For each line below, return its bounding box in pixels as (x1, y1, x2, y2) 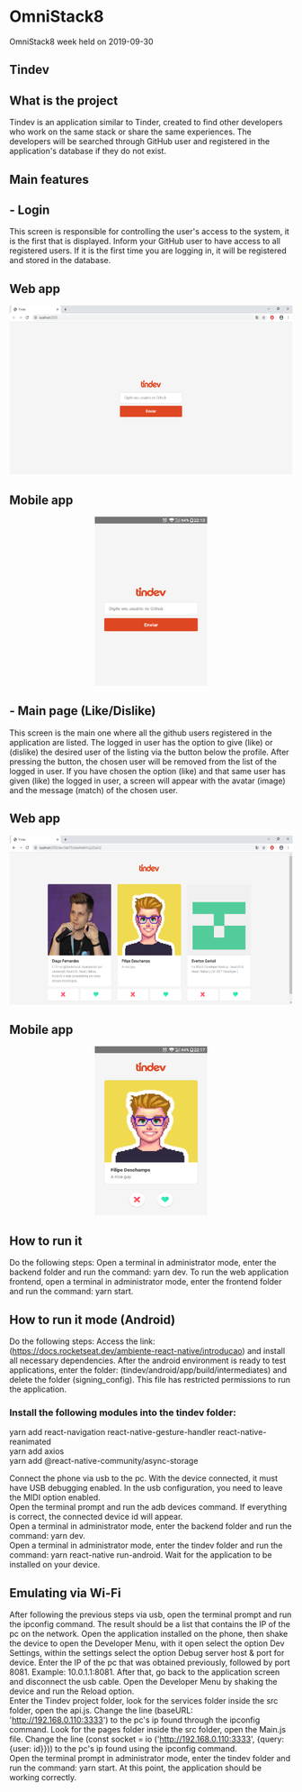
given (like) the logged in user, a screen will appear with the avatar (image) (9, 775, 286, 786)
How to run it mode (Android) (9, 1312, 176, 1327)
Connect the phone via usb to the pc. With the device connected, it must (9, 1473, 279, 1484)
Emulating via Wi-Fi (9, 1585, 121, 1601)
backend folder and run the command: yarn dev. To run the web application (9, 1266, 289, 1277)
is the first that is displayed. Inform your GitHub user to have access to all (9, 236, 281, 247)
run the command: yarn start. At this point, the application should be (9, 1762, 262, 1773)
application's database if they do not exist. (9, 146, 166, 157)
